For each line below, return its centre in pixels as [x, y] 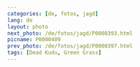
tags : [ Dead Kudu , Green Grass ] [54, 53]
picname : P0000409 [34, 40]
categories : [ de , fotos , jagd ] [53, 14]
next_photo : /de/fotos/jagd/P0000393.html [70, 33]
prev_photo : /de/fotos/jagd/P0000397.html [70, 46]
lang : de [20, 20]
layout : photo [28, 27]
